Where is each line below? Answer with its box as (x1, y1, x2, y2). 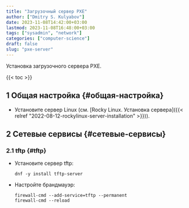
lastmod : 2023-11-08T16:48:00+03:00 (6, 24, 95, 31)
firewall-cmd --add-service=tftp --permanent (14, 193, 127, 199)
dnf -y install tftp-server (14, 171, 83, 177)
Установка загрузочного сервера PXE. (6, 62, 102, 69)
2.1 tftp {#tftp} (6, 146, 47, 154)
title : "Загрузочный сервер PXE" (6, 8, 87, 15)
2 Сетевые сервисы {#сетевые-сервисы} (6, 129, 166, 139)
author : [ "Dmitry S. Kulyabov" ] (6, 14, 85, 20)
